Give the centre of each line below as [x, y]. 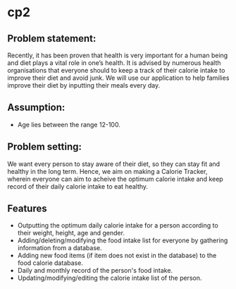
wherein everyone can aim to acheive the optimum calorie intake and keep [115, 179]
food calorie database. [50, 263]
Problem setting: [45, 147]
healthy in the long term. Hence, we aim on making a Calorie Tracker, [107, 171]
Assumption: [36, 108]
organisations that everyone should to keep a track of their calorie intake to [116, 70]
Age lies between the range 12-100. [69, 124]
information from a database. [60, 248]
